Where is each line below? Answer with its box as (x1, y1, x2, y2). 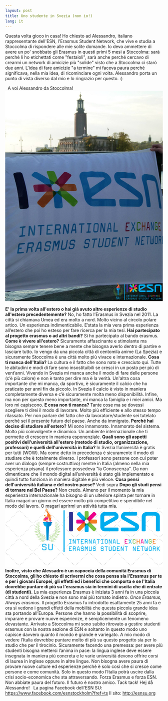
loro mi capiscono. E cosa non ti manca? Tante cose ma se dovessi (5, 402, 144, 408)
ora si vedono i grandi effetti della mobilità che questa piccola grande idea (5, 605, 158, 611)
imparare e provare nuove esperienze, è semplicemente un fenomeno (5, 615, 149, 621)
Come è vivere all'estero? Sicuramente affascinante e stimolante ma (5, 338, 147, 344)
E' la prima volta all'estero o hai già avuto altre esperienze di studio (5, 306, 147, 312)
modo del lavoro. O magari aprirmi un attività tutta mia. (5, 503, 117, 509)
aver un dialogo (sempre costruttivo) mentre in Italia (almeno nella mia (5, 461, 149, 467)
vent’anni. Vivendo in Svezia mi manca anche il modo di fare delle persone (5, 370, 158, 376)
